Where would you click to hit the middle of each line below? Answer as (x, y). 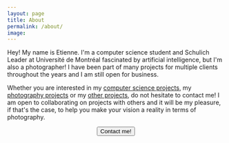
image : (17, 33)
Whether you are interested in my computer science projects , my (99, 88)
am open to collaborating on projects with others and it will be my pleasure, (114, 103)
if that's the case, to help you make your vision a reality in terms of (102, 110)
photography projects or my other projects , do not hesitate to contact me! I (113, 95)
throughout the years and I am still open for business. (83, 75)
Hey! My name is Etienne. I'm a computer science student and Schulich (108, 53)
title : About (26, 20)
